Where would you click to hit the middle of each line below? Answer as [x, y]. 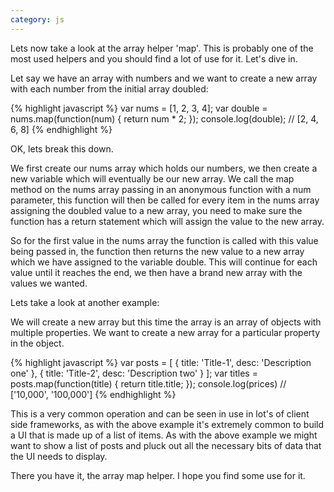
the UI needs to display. [59, 456]
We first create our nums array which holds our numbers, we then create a [164, 168]
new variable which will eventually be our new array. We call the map [152, 178]
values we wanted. [49, 283]
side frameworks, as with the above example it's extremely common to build [167, 424]
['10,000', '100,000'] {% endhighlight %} [93, 394]
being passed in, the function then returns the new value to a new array [157, 251]
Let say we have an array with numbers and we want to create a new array [164, 78]
